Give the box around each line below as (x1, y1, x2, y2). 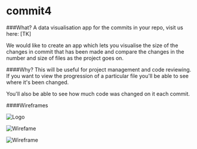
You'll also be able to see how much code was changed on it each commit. (6, 90, 190, 97)
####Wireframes (6, 101, 48, 108)
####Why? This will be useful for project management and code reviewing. (6, 66, 192, 73)
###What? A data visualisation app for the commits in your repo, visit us (6, 24, 183, 31)
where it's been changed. (6, 79, 69, 86)
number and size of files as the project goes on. (6, 54, 124, 61)
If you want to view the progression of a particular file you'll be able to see (6, 72, 189, 79)
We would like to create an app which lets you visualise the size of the (6, 42, 178, 49)
